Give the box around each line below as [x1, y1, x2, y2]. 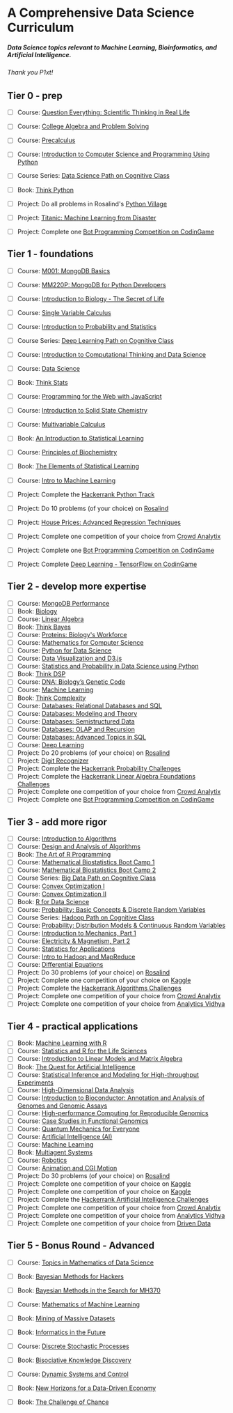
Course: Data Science [17, 365, 80, 372]
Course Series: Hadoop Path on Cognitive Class [17, 913, 155, 922]
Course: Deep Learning [17, 740, 85, 749]
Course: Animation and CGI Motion [17, 1164, 118, 1173]
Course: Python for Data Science [17, 646, 112, 655]
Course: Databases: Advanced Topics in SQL [17, 733, 147, 741]
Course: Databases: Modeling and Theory [17, 709, 138, 717]
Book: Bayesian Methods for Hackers [17, 1272, 124, 1281]
